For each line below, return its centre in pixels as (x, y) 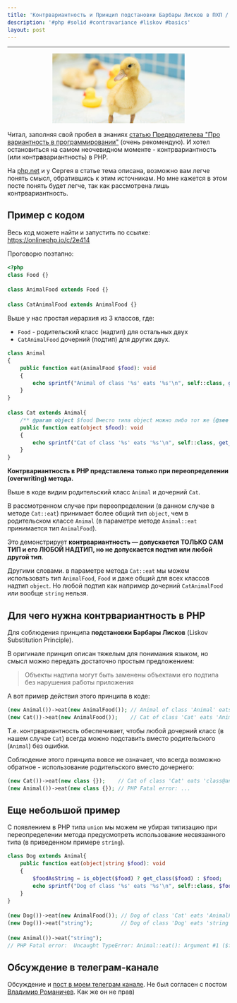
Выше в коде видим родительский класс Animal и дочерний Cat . (104, 492)
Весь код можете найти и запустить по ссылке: (79, 232)
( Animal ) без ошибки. (38, 746)
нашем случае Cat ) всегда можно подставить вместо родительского (111, 738)
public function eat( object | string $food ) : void (93, 864)
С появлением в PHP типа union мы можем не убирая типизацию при (112, 827)
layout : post (26, 30)
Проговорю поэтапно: (41, 254)
